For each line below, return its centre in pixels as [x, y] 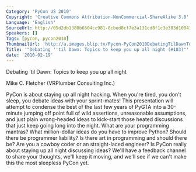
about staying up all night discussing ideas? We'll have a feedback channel [96, 150]
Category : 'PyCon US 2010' [39, 11]
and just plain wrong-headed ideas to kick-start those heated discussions [94, 119]
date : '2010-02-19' [30, 55]
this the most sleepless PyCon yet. [48, 163]
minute [14, 113]
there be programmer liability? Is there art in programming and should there [97, 137]
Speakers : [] [22, 33]
